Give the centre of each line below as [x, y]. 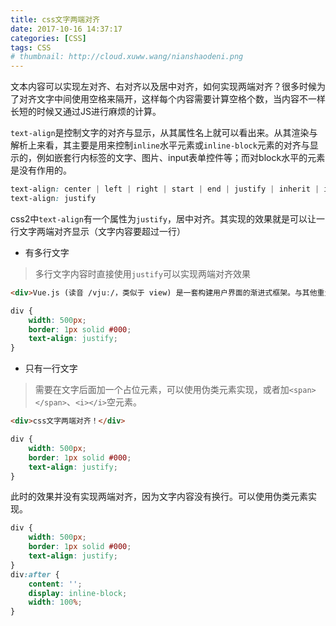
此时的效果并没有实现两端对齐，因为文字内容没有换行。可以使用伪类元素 [159, 497]
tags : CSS [31, 47]
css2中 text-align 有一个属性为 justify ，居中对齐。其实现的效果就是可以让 [163, 218]
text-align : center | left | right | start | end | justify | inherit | [165, 189]
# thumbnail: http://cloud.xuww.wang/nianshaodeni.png [127, 57]
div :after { [35, 574]
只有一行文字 [51, 368]
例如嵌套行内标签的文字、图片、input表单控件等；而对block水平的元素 [181, 158]
